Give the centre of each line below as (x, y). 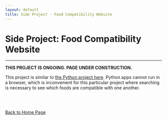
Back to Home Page (26, 113)
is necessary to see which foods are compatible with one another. (73, 88)
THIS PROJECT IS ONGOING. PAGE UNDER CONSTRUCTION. (69, 68)
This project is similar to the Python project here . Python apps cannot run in (83, 77)
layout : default (22, 10)
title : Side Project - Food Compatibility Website (59, 14)
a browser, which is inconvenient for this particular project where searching (83, 83)
